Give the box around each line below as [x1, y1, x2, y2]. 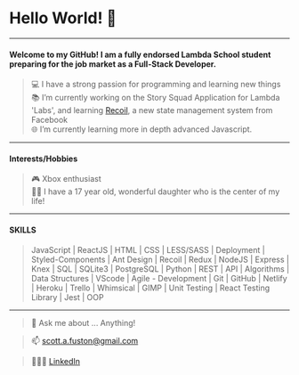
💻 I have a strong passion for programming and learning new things [30, 79, 281, 90]
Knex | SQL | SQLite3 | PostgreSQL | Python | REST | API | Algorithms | [30, 263, 290, 274]
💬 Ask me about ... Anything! [30, 317, 136, 328]
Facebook [30, 115, 69, 126]
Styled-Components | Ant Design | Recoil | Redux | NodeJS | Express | [30, 254, 289, 265]
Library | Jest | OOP [30, 291, 104, 302]
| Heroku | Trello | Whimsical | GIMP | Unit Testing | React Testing [30, 282, 271, 293]
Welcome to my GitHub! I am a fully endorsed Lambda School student [9, 49, 271, 60]
